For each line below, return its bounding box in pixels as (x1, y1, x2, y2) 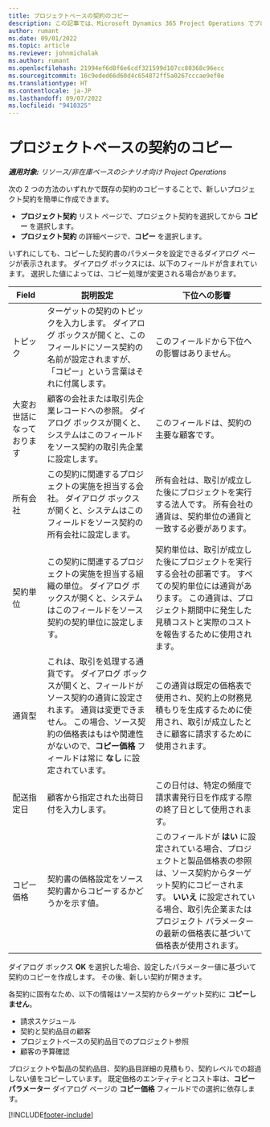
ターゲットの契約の (47, 305, 121, 317)
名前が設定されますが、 (47, 354, 136, 365)
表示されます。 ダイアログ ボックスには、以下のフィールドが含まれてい (22, 259, 258, 268)
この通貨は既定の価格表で (155, 680, 252, 691)
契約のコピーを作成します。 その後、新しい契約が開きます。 (8, 972, 207, 982)
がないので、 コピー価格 (47, 740, 136, 752)
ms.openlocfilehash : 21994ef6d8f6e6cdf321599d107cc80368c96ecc (8, 64, 225, 73)
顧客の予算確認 (19, 1046, 70, 1056)
